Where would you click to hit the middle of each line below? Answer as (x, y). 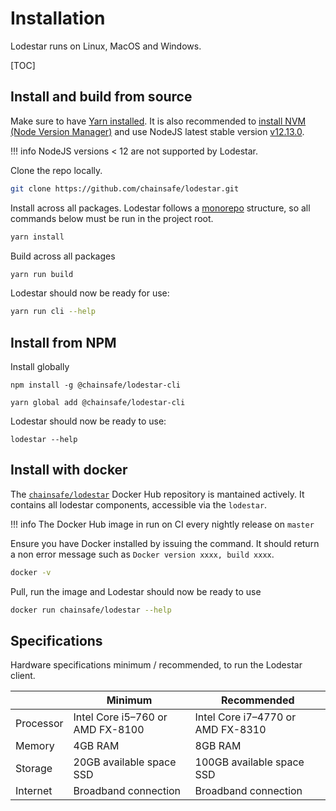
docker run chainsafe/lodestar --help (91, 610)
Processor (39, 724)
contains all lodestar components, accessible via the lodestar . (139, 504)
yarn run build (42, 274)
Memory (35, 746)
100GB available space (249, 762)
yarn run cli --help (53, 312)
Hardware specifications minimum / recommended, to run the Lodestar (156, 665)
